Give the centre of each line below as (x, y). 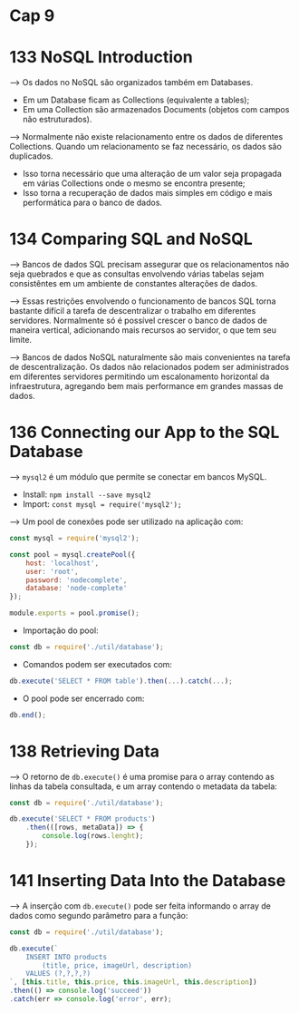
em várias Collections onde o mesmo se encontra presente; (134, 183)
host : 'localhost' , (63, 563)
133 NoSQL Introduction (101, 58)
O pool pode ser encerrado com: (83, 698)
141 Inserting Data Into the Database (148, 881)
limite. (21, 340)
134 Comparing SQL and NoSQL (131, 239)
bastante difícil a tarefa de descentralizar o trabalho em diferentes (133, 311)
